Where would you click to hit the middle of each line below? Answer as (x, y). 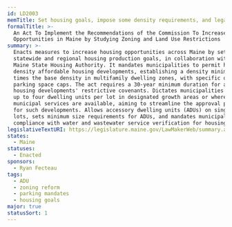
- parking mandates (41, 194)
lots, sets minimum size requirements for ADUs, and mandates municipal (120, 116)
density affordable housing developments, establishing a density (111, 71)
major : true (24, 207)
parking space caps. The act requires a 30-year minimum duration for (117, 84)
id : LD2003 (23, 13)
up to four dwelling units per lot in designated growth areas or (111, 98)
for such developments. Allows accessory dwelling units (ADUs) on (113, 110)
